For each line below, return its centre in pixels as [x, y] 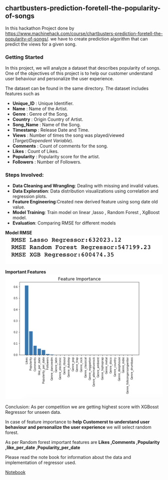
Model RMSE [19, 233]
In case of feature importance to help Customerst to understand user [77, 422]
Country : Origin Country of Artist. [48, 119]
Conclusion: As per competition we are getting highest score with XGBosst [82, 407]
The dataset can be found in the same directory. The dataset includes [77, 88]
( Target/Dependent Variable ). [43, 141]
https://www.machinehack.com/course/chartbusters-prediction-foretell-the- [84, 33]
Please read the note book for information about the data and [68, 457]
